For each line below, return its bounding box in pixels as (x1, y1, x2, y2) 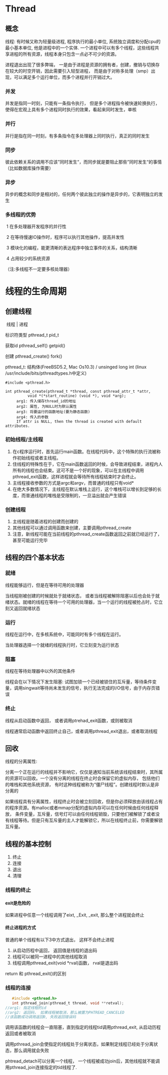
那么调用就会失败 (13, 1047, 49, 1053)
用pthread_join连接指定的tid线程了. (5, 1064, 77, 1070)
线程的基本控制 (5, 840, 51, 848)
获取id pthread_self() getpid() (5, 343, 65, 349)
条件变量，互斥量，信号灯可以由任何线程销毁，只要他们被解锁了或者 (14, 811, 155, 817)
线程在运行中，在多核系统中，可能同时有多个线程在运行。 (5, 632, 123, 638)
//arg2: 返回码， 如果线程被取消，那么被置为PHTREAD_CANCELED (5, 1010, 125, 1015)
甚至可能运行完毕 (12, 537, 48, 543)
